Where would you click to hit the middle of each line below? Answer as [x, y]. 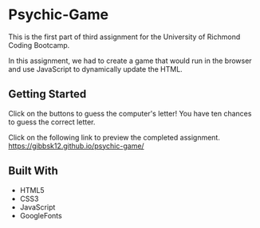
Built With [33, 171]
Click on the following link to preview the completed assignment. [114, 137]
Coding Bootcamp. [39, 45]
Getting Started [47, 94]
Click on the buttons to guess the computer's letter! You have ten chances [130, 113]
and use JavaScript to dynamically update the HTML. [96, 69]
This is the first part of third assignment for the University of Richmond [124, 37]
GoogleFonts [41, 215]
